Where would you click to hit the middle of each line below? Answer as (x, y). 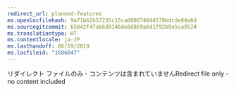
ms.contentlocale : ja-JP (44, 40)
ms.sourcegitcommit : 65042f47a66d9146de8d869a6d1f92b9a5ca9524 (102, 27)
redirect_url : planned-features (55, 14)
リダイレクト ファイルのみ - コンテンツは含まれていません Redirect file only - (118, 73)
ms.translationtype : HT (42, 33)
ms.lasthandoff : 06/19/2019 (49, 46)
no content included (36, 81)
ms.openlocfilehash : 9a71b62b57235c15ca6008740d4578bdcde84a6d (102, 20)
